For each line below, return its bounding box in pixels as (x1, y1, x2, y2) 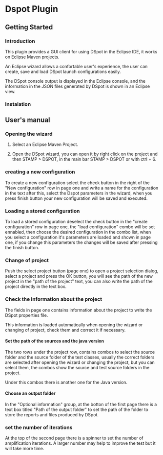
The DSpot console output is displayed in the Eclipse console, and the (5, 78, 145, 84)
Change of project (5, 257, 49, 263)
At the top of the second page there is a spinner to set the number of (5, 435, 143, 441)
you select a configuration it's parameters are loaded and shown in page (5, 234, 151, 240)
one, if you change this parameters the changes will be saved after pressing (5, 239, 158, 245)
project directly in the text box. (5, 284, 67, 289)
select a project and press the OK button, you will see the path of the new (5, 273, 153, 279)
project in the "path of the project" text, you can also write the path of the (5, 278, 153, 285)
